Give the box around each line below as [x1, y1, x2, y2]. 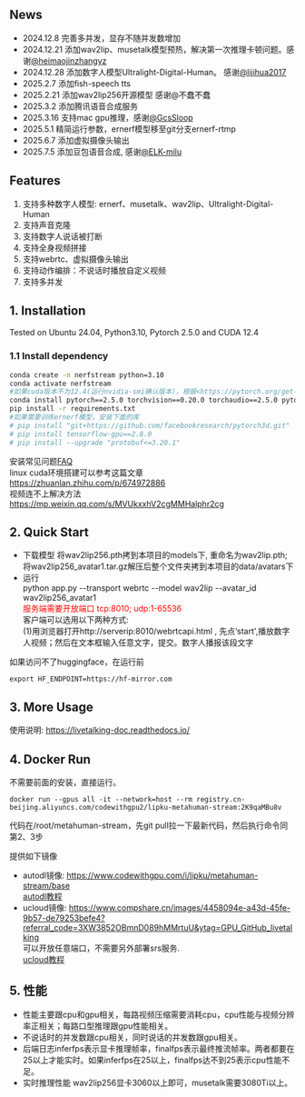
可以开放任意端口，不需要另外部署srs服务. [22, 942, 180, 953]
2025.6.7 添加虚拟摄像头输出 [22, 135, 130, 145]
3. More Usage [9, 699, 93, 714]
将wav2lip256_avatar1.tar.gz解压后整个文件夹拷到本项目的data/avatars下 [22, 561, 294, 572]
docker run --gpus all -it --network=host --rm [9, 795, 193, 804]
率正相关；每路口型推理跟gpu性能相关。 [22, 1020, 173, 1031]
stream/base [22, 881, 71, 892]
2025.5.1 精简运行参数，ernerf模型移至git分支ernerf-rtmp [22, 123, 236, 135]
